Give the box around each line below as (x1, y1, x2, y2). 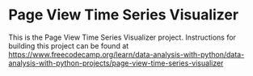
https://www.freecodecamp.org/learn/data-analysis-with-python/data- (8, 49, 245, 59)
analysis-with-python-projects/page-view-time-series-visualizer (8, 58, 224, 68)
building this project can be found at (8, 40, 129, 50)
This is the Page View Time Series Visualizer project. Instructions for (8, 32, 237, 42)
